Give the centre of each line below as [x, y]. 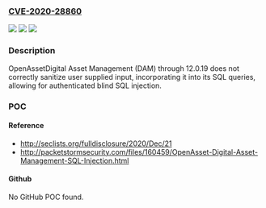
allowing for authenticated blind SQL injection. [85, 85]
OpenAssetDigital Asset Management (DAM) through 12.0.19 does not [124, 68]
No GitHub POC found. [46, 197]
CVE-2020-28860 [45, 11]
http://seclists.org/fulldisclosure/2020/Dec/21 [96, 144]
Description [32, 51]
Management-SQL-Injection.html [74, 160]
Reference [26, 126]
